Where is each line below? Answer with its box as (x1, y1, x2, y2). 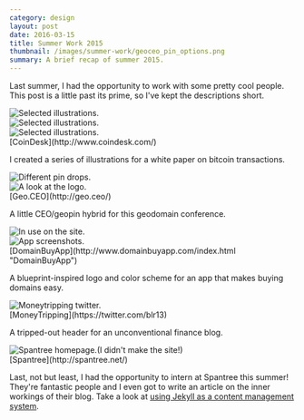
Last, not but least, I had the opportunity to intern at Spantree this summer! (9, 372, 289, 382)
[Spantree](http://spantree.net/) (9, 355, 129, 365)
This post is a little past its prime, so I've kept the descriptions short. (9, 90, 265, 101)
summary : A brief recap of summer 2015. (9, 55, 165, 64)
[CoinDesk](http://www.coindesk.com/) (9, 137, 157, 147)
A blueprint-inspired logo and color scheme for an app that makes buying (9, 273, 284, 283)
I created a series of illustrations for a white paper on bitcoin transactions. (9, 154, 286, 164)
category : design (9, 13, 75, 23)
